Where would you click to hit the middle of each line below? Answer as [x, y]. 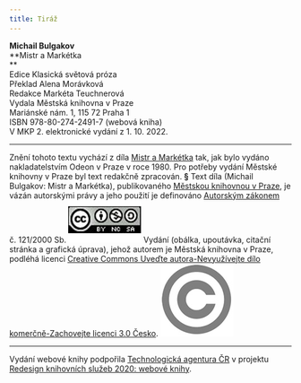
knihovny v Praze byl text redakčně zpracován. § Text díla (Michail [131, 176]
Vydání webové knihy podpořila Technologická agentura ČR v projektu [139, 359]
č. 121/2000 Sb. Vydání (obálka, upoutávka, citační [140, 239]
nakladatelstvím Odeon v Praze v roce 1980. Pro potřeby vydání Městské [143, 167]
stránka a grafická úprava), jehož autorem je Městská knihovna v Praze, [142, 249]
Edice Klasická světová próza [64, 74]
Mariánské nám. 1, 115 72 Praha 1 [69, 112]
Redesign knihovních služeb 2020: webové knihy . [101, 369]
